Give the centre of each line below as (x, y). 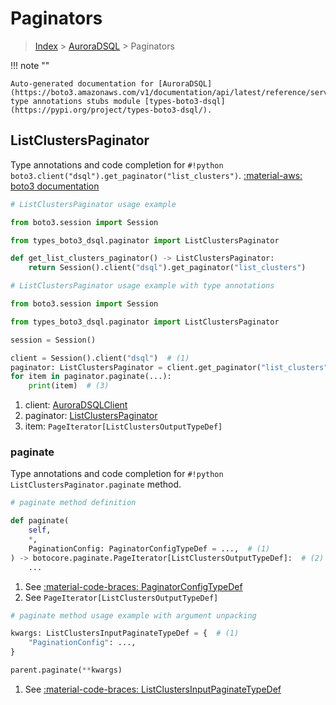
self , (40, 530)
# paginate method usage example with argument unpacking (133, 615)
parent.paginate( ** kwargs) (66, 670)
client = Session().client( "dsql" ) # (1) (100, 358)
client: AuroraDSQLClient (76, 405)
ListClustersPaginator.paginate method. (96, 484)
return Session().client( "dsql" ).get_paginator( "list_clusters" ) (167, 268)
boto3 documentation (55, 186)
